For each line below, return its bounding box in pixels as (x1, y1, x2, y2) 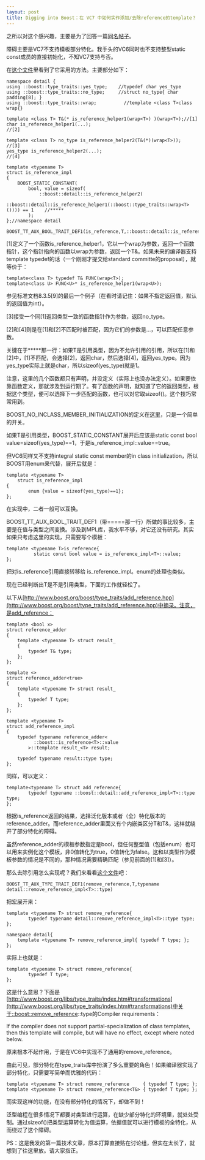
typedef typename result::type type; (17, 755, 113, 762)
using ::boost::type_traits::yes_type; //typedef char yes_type (6, 83, 182, 89)
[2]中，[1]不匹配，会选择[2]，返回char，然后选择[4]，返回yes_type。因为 (6, 354, 191, 362)
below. (6, 1035, 23, 1042)
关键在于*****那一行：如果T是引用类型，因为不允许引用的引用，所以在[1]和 (6, 346, 195, 354)
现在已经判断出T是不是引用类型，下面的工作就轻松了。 (6, 580, 144, 588)
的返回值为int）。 (6, 300, 48, 307)
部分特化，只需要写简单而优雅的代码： (6, 1069, 103, 1076)
